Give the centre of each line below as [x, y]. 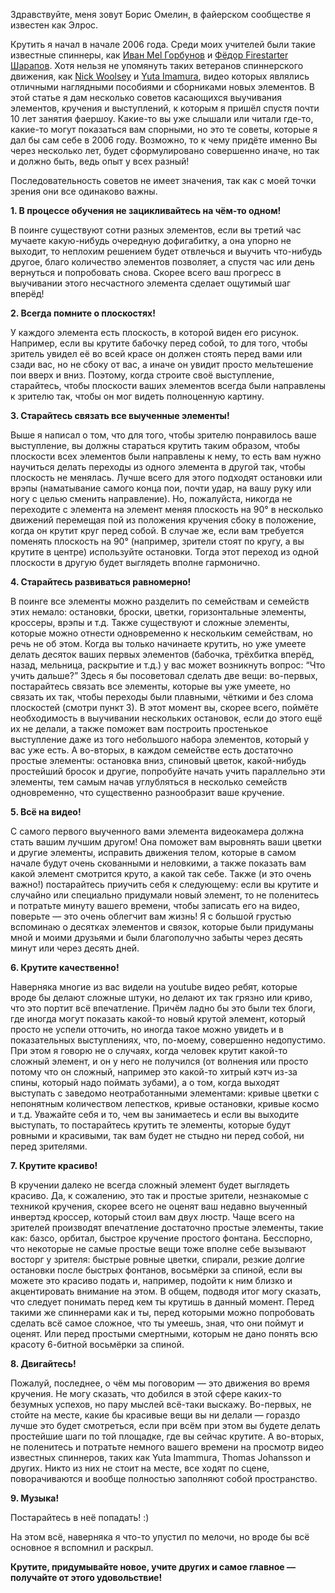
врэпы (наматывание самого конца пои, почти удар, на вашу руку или [161, 488]
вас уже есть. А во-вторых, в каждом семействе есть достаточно [152, 750]
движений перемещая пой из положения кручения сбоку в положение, [163, 520]
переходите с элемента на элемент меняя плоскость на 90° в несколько [167, 509]
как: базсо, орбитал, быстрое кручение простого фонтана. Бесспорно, [161, 1238]
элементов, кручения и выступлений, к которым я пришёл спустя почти [165, 108]
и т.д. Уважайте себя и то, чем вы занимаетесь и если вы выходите [155, 1114]
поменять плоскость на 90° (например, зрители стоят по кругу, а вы [157, 541]
